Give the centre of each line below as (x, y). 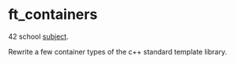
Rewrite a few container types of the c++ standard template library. (117, 51)
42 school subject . (38, 36)
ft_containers (53, 15)
